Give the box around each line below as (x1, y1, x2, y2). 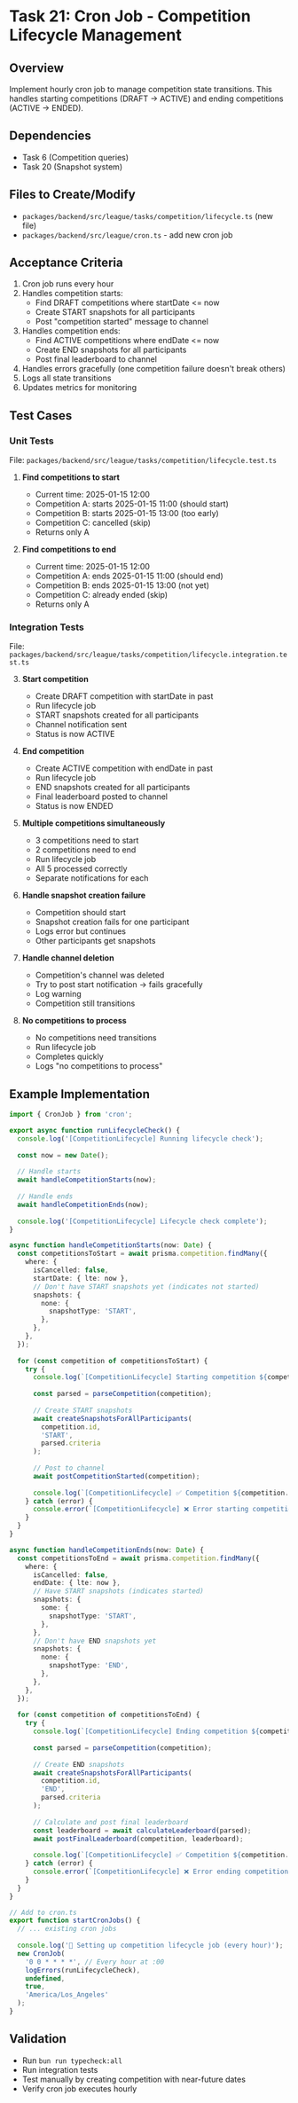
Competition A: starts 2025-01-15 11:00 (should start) (35, 498, 229, 509)
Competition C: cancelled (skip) (35, 517, 151, 529)
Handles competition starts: (21, 288, 123, 299)
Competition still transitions (35, 998, 136, 1008)
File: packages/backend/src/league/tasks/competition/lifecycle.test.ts (9, 455, 278, 466)
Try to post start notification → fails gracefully (35, 979, 203, 990)
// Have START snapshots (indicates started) (32, 1587, 204, 1596)
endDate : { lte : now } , (32, 1579, 122, 1588)
